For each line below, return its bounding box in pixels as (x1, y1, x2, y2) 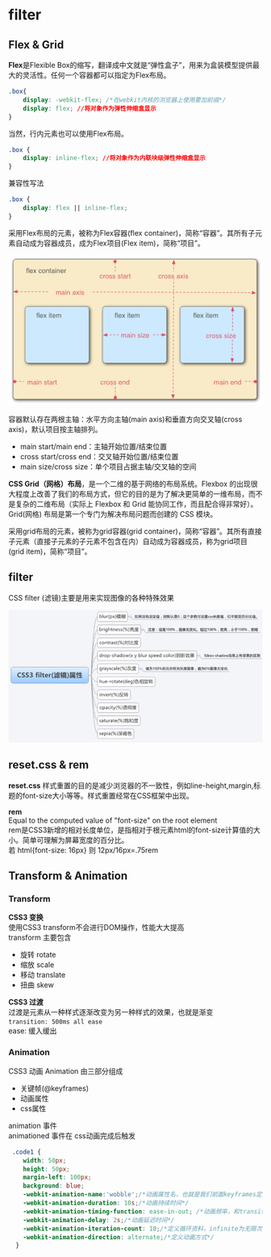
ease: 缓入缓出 (8, 1026, 57, 1036)
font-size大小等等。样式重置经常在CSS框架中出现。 (22, 790, 194, 800)
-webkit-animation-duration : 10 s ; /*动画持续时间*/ (23, 1199, 190, 1208)
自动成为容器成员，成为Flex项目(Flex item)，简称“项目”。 (15, 238, 206, 248)
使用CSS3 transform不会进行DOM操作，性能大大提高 (8, 923, 185, 932)
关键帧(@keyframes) (19, 1083, 89, 1093)
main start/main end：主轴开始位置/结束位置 (19, 442, 168, 451)
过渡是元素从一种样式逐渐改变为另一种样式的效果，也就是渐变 (8, 1008, 214, 1017)
